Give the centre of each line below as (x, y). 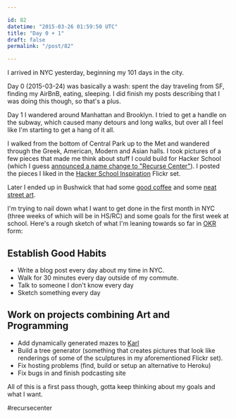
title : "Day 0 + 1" (36, 33)
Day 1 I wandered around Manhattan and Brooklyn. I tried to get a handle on (117, 115)
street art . (21, 195)
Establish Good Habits (57, 253)
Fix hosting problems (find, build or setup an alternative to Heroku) (114, 365)
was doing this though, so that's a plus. (64, 101)
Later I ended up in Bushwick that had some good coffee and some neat (112, 187)
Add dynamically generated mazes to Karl (78, 342)
